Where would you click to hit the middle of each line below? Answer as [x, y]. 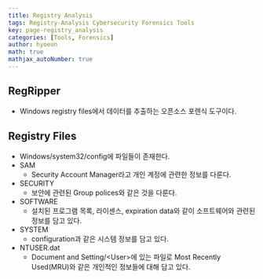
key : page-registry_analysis [56, 30]
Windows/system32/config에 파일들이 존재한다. [95, 156]
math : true [26, 52]
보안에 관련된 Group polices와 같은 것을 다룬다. [104, 193]
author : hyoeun [33, 45]
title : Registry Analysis [50, 15]
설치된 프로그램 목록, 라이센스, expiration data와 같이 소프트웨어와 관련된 [143, 211]
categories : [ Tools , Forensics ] [61, 37]
